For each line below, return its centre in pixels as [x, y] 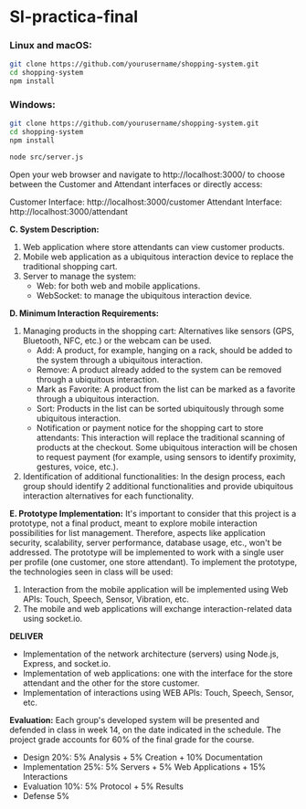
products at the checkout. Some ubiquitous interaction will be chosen [167, 447]
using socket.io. [53, 618]
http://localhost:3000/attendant [69, 211]
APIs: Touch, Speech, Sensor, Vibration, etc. [106, 599]
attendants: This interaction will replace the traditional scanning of [161, 437]
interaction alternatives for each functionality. [108, 496]
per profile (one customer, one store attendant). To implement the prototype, [153, 562]
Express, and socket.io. [67, 663]
